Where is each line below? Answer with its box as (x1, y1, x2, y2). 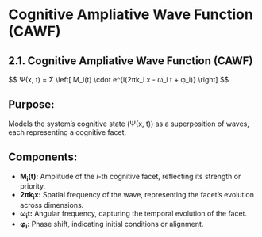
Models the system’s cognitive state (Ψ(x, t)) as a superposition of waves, (8, 119, 250, 128)
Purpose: (8, 97, 55, 112)
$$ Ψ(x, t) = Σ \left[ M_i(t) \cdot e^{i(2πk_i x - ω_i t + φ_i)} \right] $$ (8, 75, 229, 84)
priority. (19, 182, 46, 191)
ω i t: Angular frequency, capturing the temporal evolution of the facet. (19, 208, 248, 220)
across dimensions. (19, 201, 84, 210)
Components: (8, 151, 78, 164)
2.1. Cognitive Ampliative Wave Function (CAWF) (8, 54, 253, 67)
